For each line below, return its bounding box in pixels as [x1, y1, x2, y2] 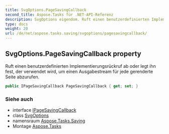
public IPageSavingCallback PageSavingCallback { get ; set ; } [5, 83, 138, 88]
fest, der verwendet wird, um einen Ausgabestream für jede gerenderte [5, 68, 153, 74]
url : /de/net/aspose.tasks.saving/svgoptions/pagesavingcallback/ [5, 31, 147, 36]
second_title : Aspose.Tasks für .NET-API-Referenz [5, 12, 114, 17]
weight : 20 [5, 26, 28, 31]
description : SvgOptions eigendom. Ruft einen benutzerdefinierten [5, 17, 150, 22]
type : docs [5, 21, 28, 27]
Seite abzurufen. [5, 74, 40, 80]
